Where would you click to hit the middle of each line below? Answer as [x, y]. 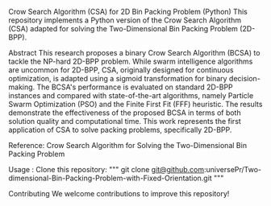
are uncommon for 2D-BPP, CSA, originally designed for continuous [121, 70]
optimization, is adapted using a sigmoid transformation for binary [118, 78]
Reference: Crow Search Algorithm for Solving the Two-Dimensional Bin [128, 145]
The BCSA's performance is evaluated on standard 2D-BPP [135, 87]
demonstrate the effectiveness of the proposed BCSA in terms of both [125, 113]
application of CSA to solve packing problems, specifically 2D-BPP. [120, 130]
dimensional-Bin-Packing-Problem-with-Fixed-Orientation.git [110, 178]
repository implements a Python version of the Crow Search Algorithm [125, 20]
